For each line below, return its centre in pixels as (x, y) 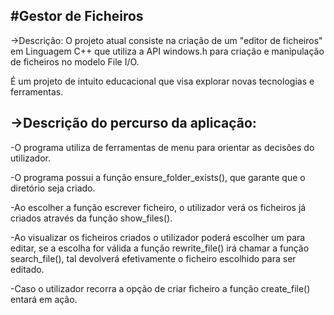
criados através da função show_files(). (91, 218)
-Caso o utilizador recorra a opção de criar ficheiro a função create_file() (160, 288)
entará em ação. (44, 299)
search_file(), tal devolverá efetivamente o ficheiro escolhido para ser (153, 258)
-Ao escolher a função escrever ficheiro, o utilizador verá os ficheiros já (158, 207)
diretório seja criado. (53, 188)
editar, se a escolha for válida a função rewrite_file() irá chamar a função (160, 248)
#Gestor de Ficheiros (77, 16)
